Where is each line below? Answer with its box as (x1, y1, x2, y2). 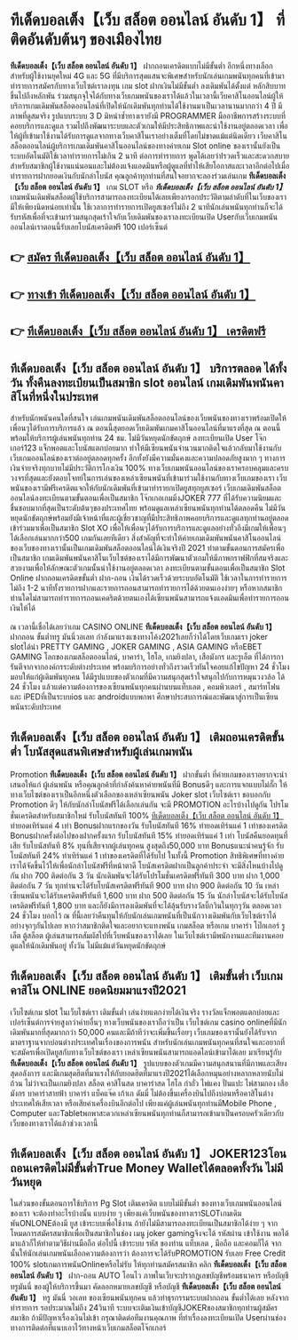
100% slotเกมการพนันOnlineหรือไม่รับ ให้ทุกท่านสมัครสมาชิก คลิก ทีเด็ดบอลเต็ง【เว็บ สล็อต (10, 1259, 287, 1270)
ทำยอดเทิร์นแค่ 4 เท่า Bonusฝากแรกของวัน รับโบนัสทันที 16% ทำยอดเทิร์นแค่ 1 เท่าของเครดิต (10, 820, 287, 831)
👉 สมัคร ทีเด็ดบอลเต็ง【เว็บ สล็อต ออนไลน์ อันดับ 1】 (10, 250, 251, 265)
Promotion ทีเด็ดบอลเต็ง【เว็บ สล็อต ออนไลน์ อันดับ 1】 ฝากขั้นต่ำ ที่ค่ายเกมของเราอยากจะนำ (10, 769, 287, 779)
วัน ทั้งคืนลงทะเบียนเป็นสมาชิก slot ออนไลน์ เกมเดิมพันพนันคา (10, 375, 285, 390)
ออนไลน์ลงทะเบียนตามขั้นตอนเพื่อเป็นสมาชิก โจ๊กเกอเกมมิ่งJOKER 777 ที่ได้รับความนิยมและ (10, 492, 282, 503)
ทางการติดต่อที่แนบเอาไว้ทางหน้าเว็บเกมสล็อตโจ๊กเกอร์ (10, 1322, 167, 1333)
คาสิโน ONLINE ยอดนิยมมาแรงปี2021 (10, 983, 187, 998)
